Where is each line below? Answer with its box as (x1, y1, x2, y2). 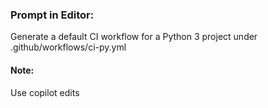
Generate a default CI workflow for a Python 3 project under (10, 31, 258, 43)
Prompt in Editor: (10, 8, 95, 22)
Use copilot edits (10, 86, 80, 98)
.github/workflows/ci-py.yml (10, 41, 127, 53)
